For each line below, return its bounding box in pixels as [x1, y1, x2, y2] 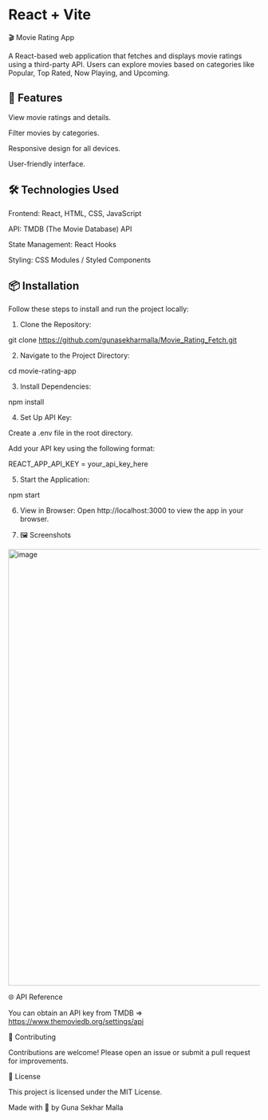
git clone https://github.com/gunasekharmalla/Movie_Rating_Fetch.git [8, 335, 237, 345]
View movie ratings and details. [8, 112, 112, 122]
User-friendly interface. [8, 158, 86, 169]
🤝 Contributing [8, 1032, 57, 1042]
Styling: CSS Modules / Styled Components [8, 254, 152, 265]
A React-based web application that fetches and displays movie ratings [8, 50, 242, 61]
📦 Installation [8, 278, 80, 293]
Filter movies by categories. [8, 128, 100, 138]
